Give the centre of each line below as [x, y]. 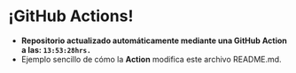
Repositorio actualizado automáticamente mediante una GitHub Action [154, 40]
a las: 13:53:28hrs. [56, 49]
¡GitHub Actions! [71, 16]
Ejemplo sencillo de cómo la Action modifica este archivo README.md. [151, 59]
